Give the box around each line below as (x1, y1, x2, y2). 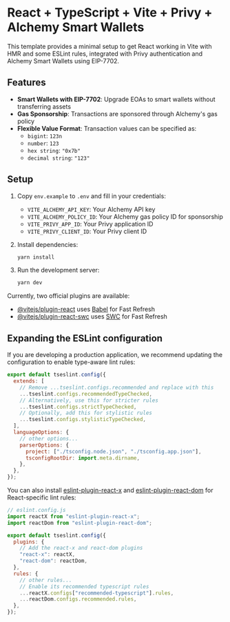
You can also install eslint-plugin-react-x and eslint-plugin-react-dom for (7, 486, 213, 494)
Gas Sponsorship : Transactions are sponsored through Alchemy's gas (17, 109, 218, 118)
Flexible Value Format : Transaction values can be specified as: (17, 124, 197, 132)
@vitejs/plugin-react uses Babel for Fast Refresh (17, 305, 156, 314)
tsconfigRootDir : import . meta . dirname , (25, 454, 140, 462)
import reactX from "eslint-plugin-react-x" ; (7, 513, 140, 520)
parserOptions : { (19, 442, 70, 449)
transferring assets (17, 102, 71, 111)
